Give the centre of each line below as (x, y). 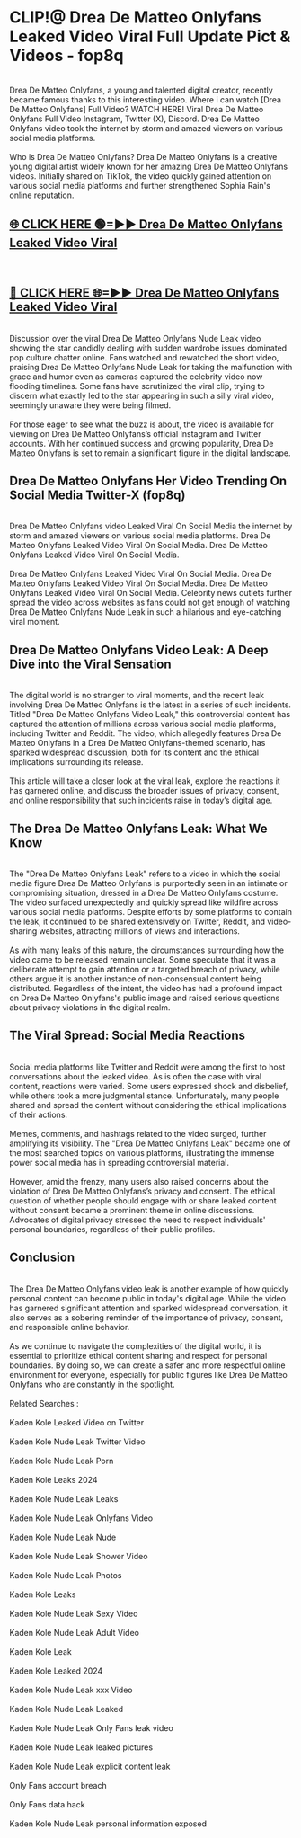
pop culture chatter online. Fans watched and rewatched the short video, (144, 357)
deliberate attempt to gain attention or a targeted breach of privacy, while (145, 969)
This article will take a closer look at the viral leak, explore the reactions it (145, 781)
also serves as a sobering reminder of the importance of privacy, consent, (146, 1317)
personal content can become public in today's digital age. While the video (147, 1298)
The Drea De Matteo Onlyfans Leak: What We (138, 828)
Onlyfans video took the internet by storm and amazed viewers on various (146, 128)
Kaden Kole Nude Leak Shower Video (79, 1556)
